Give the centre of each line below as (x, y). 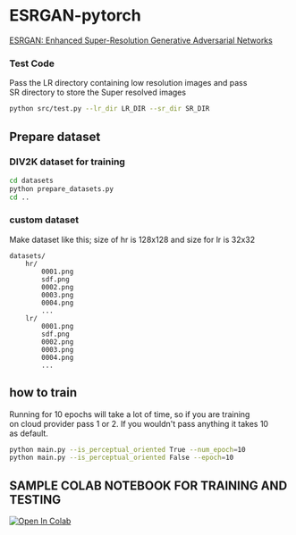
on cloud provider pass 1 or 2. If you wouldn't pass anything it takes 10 (139, 423)
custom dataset (44, 220)
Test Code (32, 63)
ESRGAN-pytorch (75, 16)
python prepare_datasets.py (62, 188)
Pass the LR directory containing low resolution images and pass (128, 83)
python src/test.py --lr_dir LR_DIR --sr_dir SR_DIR (110, 109)
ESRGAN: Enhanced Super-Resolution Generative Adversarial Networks (141, 40)
